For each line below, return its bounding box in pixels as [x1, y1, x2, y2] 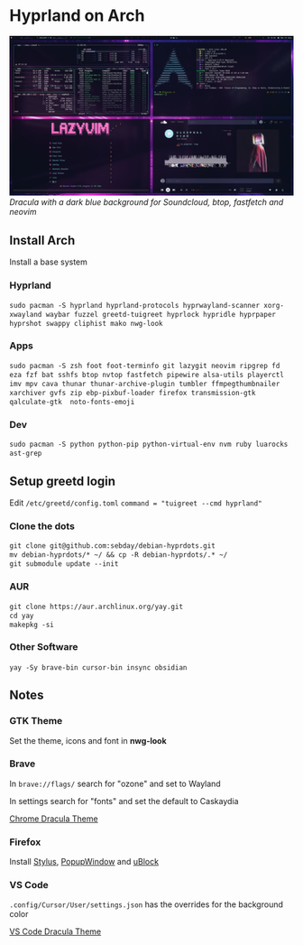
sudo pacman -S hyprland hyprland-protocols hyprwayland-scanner [9, 301, 260, 310]
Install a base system [9, 256, 88, 267]
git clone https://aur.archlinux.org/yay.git [9, 602, 183, 611]
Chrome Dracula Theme [9, 813, 98, 824]
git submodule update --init [9, 560, 119, 569]
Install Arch [9, 232, 76, 248]
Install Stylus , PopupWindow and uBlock [9, 857, 160, 867]
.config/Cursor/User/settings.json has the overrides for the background [9, 899, 284, 910]
